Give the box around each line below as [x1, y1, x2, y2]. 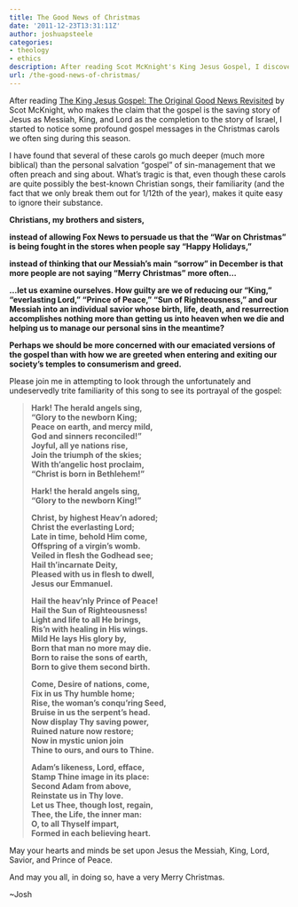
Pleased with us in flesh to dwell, [30, 569, 155, 580]
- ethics [9, 54, 42, 63]
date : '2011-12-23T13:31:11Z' [9, 21, 122, 30]
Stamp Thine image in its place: [30, 771, 150, 782]
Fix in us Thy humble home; [30, 688, 136, 698]
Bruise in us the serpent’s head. [30, 706, 151, 717]
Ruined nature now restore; [30, 725, 135, 737]
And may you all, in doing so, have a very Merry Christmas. [9, 872, 225, 882]
